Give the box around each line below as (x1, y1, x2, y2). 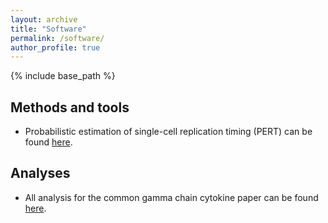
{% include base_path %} (10, 70, 116, 82)
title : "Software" (10, 24, 87, 34)
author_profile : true (10, 42, 101, 53)
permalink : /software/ (10, 33, 105, 43)
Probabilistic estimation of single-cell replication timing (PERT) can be (24, 126, 313, 138)
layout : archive (10, 14, 78, 25)
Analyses (10, 165, 71, 182)
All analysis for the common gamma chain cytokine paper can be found (24, 191, 319, 203)
